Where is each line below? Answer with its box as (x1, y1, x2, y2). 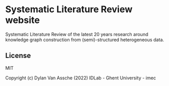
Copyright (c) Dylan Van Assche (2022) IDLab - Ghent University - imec (5, 75, 156, 81)
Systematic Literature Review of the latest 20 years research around (5, 31, 149, 37)
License (5, 51, 31, 60)
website (5, 14, 40, 26)
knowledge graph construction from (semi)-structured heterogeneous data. (5, 37, 164, 43)
